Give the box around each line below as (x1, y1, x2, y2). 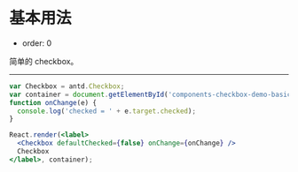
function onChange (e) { (9, 98, 98, 107)
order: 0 (21, 37, 52, 49)
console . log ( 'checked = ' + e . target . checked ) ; (17, 107, 197, 116)
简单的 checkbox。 (9, 56, 79, 66)
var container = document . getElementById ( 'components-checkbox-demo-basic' (9, 90, 295, 99)
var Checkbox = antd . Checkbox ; (9, 81, 125, 91)
